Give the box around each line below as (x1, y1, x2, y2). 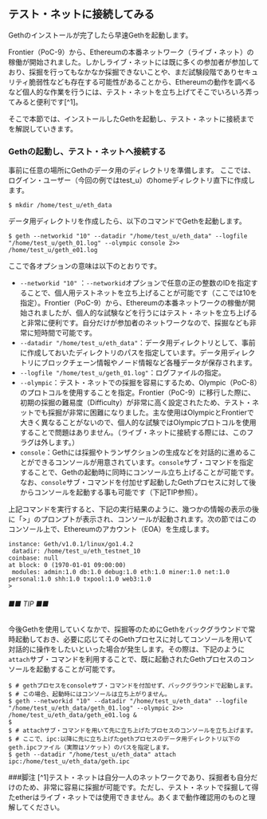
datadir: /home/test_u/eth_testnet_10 (11, 547, 141, 556)
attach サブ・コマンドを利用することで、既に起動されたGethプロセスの (8, 655, 241, 664)
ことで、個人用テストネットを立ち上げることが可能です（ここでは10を (26, 288, 257, 297)
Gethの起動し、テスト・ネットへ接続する (8, 146, 167, 157)
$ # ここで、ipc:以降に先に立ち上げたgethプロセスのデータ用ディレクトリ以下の (8, 735, 241, 743)
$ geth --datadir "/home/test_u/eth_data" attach (8, 750, 177, 759)
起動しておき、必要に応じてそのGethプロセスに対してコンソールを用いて (14, 635, 253, 644)
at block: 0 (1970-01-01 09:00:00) (8, 561, 127, 569)
